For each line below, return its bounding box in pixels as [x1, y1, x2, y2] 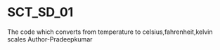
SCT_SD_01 [7, 4, 74, 20]
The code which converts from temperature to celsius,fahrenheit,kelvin [7, 27, 213, 36]
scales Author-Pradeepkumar [7, 35, 93, 43]
